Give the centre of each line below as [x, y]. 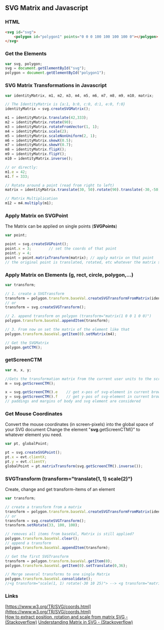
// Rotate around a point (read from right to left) [60, 185]
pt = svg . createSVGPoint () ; [34, 453]
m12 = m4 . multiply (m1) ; [29, 203]
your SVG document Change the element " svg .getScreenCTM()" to [73, 430]
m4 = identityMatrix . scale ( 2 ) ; [37, 131]
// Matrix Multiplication [31, 199]
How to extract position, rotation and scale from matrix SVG [65, 617]
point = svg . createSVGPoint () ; [37, 244]
